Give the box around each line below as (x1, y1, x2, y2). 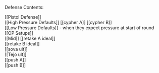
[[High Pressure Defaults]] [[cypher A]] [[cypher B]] (5, 20, 112, 25)
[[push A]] (5, 57, 26, 62)
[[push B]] (5, 62, 26, 68)
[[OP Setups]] (5, 30, 33, 36)
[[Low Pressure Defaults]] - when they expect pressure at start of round (5, 25, 154, 31)
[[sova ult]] (5, 46, 28, 52)
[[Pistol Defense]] (5, 14, 41, 20)
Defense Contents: (5, 5, 44, 10)
